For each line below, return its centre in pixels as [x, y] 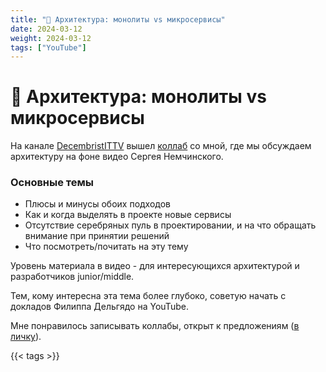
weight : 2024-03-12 [51, 38]
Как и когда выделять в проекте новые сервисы [128, 215]
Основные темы [52, 183]
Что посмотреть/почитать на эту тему [106, 247]
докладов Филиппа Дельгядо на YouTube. [99, 307]
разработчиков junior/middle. [72, 277]
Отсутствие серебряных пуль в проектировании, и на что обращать [170, 225]
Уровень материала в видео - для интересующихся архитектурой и [155, 266]
